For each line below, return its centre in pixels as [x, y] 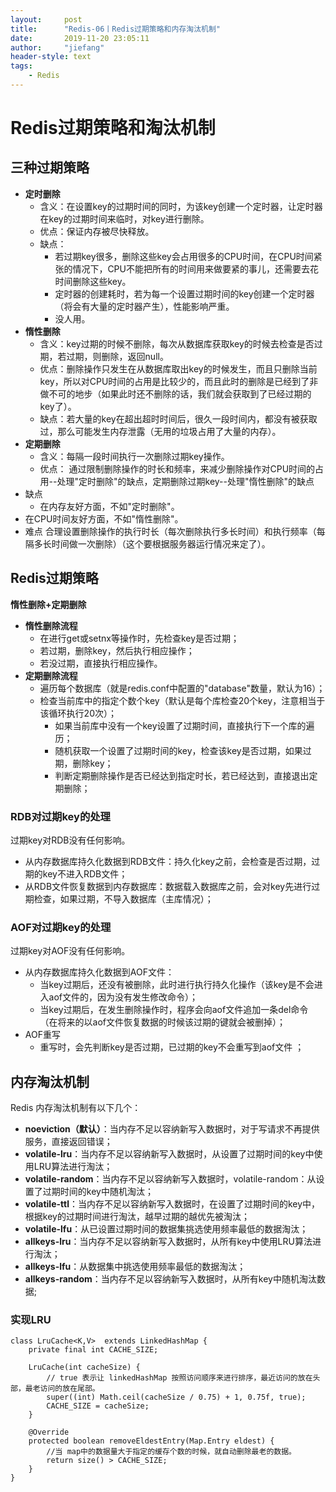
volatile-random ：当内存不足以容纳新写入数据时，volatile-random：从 [170, 1179]
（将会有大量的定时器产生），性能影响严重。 [144, 306]
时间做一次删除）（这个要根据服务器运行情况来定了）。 [161, 543]
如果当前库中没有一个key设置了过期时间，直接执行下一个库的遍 [184, 725]
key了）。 [58, 406]
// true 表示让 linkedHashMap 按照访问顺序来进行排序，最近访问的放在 [179, 1378]
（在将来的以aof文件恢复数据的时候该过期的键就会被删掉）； [163, 1022]
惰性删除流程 [51, 625]
